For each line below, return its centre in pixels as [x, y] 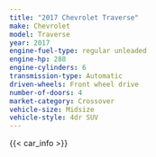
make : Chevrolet [40, 26]
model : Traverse [40, 34]
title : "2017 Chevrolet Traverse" [74, 17]
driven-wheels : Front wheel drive [74, 84]
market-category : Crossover [62, 101]
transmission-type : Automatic [66, 76]
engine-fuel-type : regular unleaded [78, 51]
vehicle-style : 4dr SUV [54, 118]
